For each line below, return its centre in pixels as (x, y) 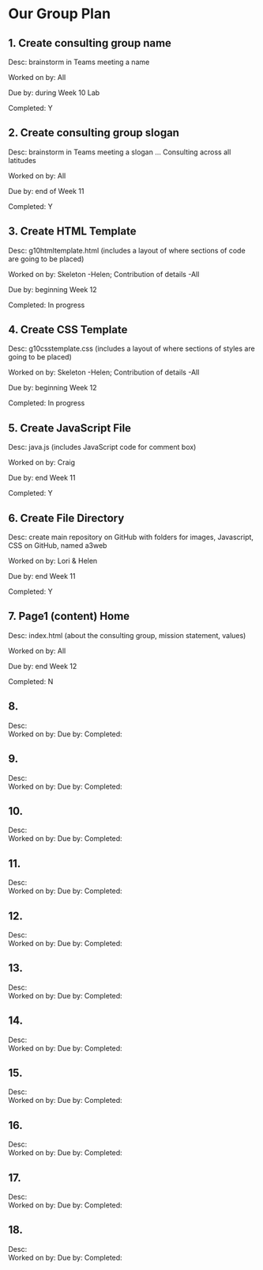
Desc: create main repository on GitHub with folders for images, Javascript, (131, 537)
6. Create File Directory (66, 518)
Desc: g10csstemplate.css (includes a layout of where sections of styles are (131, 348)
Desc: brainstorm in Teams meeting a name (79, 62)
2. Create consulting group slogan (94, 133)
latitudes (23, 160)
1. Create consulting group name (90, 43)
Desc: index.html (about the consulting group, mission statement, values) (127, 635)
